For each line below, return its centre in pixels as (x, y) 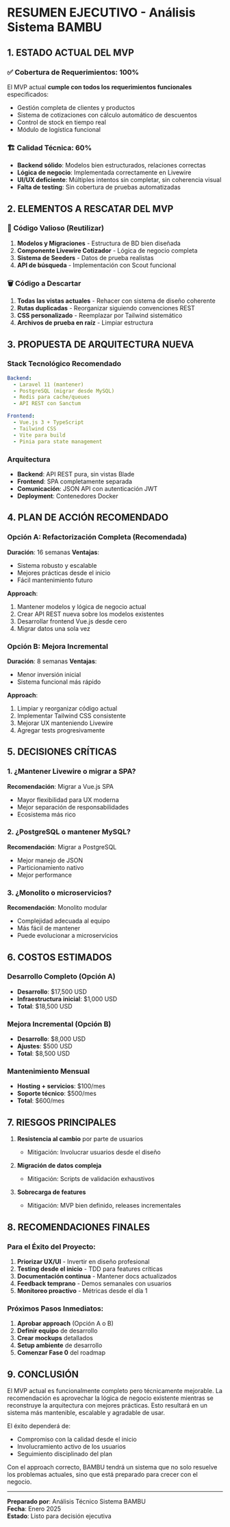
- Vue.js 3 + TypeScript (49, 423)
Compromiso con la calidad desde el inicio (77, 1439)
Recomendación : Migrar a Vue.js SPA (61, 786)
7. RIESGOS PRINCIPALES (62, 1122)
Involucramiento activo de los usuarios (72, 1447)
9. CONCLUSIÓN (43, 1374)
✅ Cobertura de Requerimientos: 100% (73, 72)
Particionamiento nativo (50, 867)
